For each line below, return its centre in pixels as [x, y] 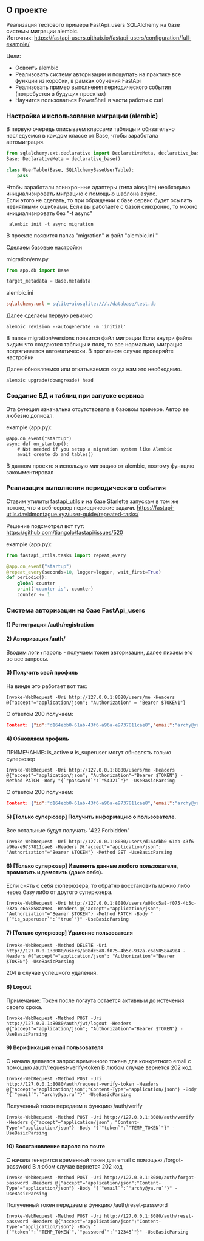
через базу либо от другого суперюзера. [59, 892]
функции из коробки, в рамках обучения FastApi [78, 80]
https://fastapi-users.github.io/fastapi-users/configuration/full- [113, 37]
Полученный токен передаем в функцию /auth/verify [74, 1106]
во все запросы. [27, 659]
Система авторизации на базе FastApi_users [76, 610]
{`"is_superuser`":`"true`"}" [45, 919]
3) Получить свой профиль [42, 673]
